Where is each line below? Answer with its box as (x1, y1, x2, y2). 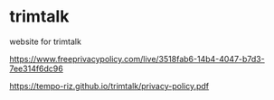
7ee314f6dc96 (9, 63, 63, 74)
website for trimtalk (9, 36, 81, 47)
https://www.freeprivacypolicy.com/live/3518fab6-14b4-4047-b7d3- (9, 53, 265, 64)
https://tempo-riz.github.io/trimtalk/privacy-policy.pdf (9, 80, 210, 91)
